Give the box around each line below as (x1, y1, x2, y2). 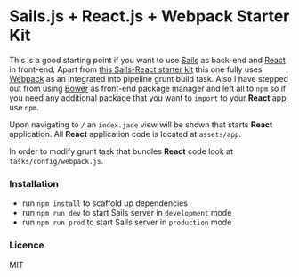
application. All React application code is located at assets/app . (9, 128, 242, 139)
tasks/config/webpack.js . (9, 155, 104, 166)
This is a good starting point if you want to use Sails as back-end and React (9, 54, 287, 65)
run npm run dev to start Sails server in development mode (21, 208, 232, 218)
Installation (9, 177, 60, 190)
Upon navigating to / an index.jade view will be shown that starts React (9, 118, 273, 130)
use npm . (9, 102, 40, 112)
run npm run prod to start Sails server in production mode (21, 216, 232, 228)
